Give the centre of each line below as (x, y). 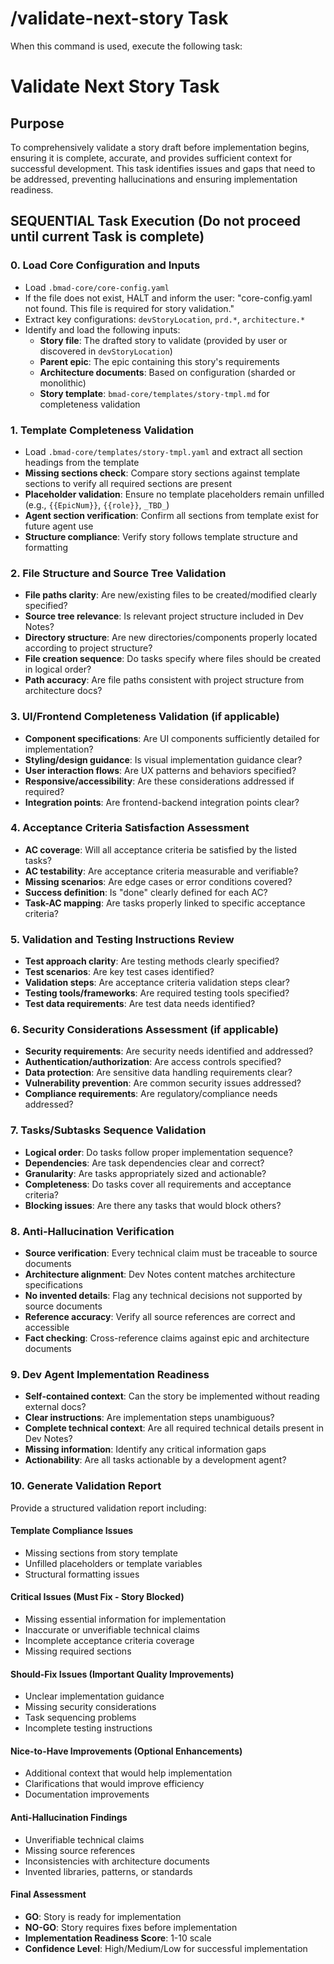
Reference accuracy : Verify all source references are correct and (160, 1316)
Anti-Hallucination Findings (69, 1817)
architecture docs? (63, 691)
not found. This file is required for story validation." (129, 308)
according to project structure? (88, 648)
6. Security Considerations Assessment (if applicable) (144, 1030)
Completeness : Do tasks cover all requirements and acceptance (158, 1184)
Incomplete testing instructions (88, 1728)
